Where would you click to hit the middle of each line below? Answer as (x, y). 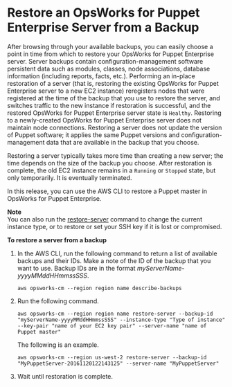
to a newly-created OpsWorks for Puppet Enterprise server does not (105, 120)
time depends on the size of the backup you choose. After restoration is (110, 163)
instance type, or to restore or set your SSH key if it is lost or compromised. (115, 226)
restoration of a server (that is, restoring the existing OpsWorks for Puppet (113, 83)
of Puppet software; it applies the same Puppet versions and (93, 135)
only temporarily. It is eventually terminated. (70, 177)
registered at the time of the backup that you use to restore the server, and (114, 98)
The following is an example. (58, 345)
